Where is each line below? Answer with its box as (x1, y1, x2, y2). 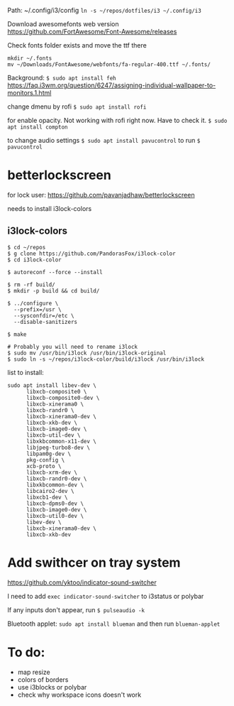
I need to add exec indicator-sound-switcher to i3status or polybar (7, 592, 204, 600)
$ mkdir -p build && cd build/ (7, 287, 100, 294)
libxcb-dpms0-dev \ (26, 500, 84, 507)
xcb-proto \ (26, 462, 62, 469)
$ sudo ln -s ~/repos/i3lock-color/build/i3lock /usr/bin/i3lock (7, 355, 204, 363)
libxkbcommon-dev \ (26, 481, 84, 489)
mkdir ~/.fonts (7, 55, 52, 62)
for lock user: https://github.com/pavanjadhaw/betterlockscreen (7, 190, 195, 199)
